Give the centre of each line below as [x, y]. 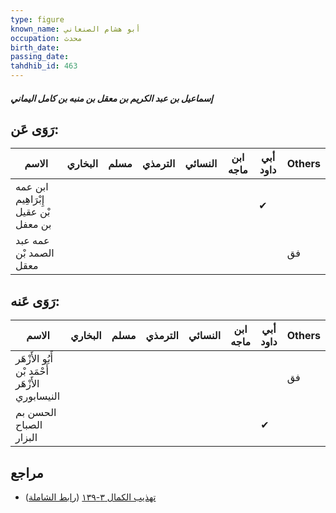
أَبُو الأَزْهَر [34, 359]
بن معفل [33, 224]
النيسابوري [38, 396]
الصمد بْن [35, 253]
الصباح [29, 425]
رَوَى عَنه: [35, 301]
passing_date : [40, 57]
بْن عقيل [33, 212]
